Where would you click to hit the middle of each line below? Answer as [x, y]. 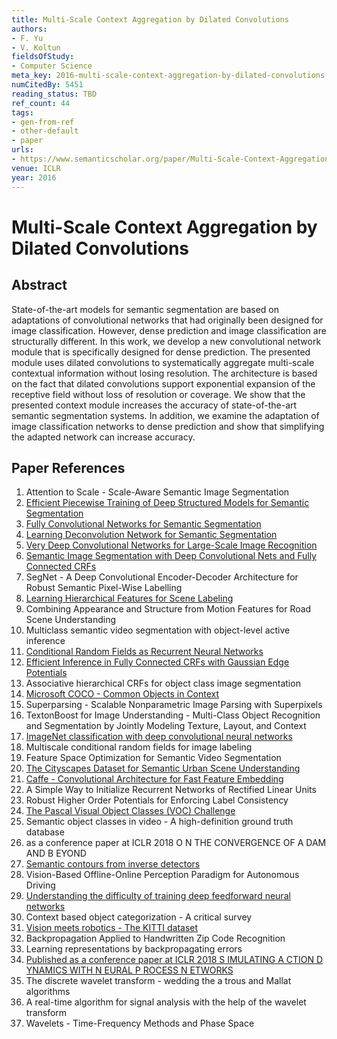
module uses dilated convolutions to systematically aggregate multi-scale [163, 362]
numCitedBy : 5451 [47, 85]
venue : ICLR [36, 168]
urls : [22, 150]
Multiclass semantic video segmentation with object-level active [158, 630]
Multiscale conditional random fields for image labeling [139, 747]
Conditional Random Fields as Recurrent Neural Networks [144, 652]
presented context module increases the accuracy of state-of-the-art [154, 405]
